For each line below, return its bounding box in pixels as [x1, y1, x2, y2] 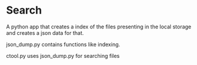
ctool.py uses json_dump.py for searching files [6, 52, 120, 59]
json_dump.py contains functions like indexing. [6, 41, 120, 48]
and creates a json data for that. [6, 29, 84, 36]
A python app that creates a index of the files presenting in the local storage [6, 23, 192, 30]
